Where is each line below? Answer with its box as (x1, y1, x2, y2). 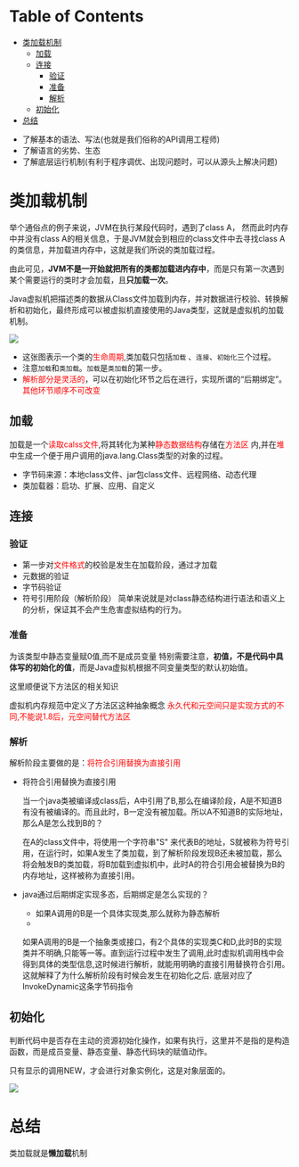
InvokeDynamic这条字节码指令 (21, 981, 133, 991)
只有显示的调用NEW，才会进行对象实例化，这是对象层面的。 (9, 1064, 230, 1076)
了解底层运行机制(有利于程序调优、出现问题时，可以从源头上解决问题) (21, 156, 279, 167)
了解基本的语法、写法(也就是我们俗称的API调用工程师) (21, 134, 221, 145)
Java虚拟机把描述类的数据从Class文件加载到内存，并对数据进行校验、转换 (9, 293, 281, 304)
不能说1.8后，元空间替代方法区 (19, 711, 132, 722)
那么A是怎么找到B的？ (21, 817, 104, 828)
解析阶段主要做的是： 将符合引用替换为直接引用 (9, 757, 181, 768)
